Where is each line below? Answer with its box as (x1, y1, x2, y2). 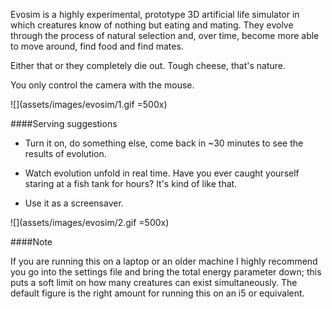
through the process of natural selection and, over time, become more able (10, 30, 320, 41)
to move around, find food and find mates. (10, 40, 184, 52)
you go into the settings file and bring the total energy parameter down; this (10, 266, 322, 278)
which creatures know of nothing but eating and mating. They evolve (10, 19, 294, 31)
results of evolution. (24, 148, 107, 159)
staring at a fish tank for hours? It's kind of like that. (24, 178, 238, 189)
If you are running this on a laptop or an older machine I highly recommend (10, 255, 318, 267)
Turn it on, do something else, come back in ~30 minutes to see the (24, 137, 304, 149)
